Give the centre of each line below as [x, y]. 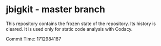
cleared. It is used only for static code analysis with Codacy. [69, 29]
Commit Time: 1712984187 [34, 39]
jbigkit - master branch [56, 9]
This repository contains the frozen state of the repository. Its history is [81, 24]
